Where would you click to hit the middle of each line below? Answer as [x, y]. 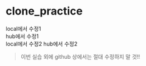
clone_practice [44, 11]
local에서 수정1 [23, 28]
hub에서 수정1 [22, 36]
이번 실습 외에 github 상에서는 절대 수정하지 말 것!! [80, 56]
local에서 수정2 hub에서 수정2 [42, 44]
